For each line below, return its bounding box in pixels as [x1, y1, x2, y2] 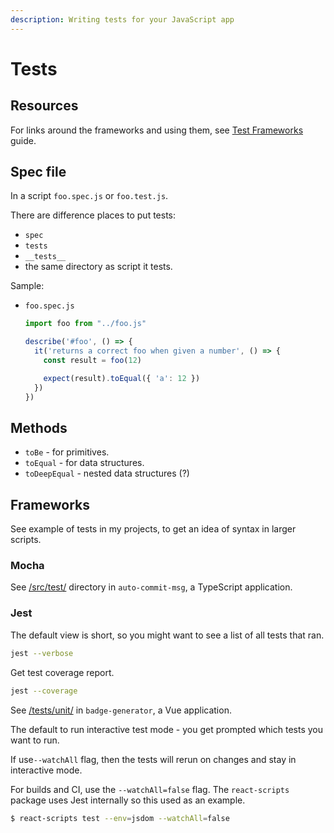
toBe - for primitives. [24, 446, 110, 458]
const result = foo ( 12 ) [43, 356, 143, 366]
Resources [10, 97, 79, 115]
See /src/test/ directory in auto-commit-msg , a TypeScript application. [10, 581, 293, 593]
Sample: [10, 280, 45, 292]
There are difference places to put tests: [10, 209, 177, 221]
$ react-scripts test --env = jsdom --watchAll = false [10, 813, 230, 823]
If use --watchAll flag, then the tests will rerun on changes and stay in [10, 753, 297, 765]
